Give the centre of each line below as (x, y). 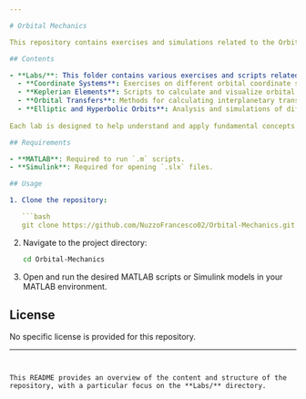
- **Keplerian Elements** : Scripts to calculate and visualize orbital (157, 92)
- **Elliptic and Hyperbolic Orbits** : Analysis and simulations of (150, 109)
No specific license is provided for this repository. (103, 337)
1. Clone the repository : (58, 200)
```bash (36, 217)
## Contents (32, 59)
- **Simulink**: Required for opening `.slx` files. (112, 168)
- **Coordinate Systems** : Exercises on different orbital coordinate (154, 84)
